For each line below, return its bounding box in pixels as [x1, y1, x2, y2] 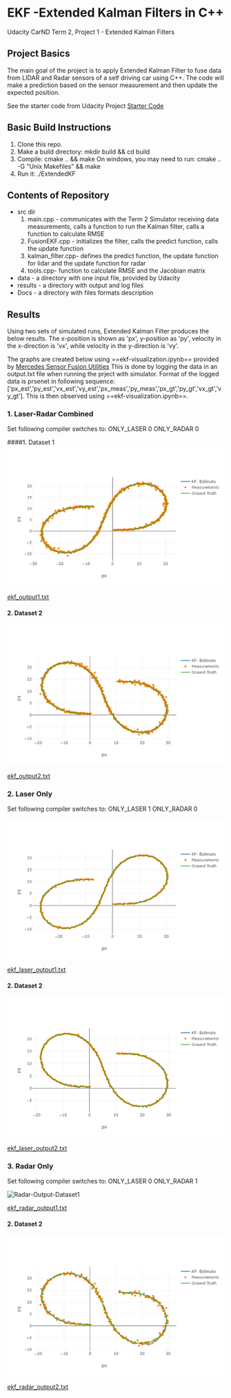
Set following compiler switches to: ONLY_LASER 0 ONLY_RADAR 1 [7, 1177, 198, 1186]
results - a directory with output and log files [17, 282, 144, 290]
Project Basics [7, 48, 70, 59]
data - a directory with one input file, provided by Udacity [17, 274, 181, 282]
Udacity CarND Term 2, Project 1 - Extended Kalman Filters [7, 28, 174, 36]
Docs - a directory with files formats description [17, 288, 154, 297]
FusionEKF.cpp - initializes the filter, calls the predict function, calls [27, 237, 219, 246]
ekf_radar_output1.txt [7, 1204, 68, 1212]
